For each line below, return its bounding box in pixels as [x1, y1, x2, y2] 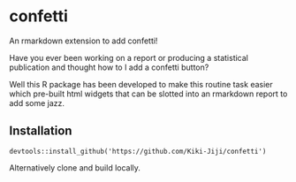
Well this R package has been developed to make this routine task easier [9, 79, 273, 89]
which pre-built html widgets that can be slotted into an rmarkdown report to [9, 88, 288, 99]
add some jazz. [9, 97, 65, 108]
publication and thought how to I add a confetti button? [9, 62, 209, 72]
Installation [9, 124, 72, 139]
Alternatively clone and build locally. [9, 162, 141, 173]
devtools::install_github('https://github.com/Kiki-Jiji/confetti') [9, 147, 267, 155]
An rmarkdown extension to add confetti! [9, 35, 158, 46]
